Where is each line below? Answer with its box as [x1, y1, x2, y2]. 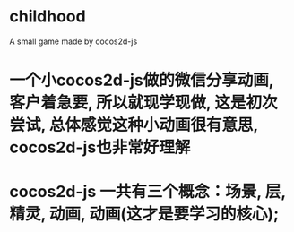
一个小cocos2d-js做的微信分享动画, [9, 70, 274, 90]
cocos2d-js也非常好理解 [9, 137, 191, 158]
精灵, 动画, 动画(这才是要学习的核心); [9, 204, 280, 225]
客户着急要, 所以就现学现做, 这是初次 [9, 92, 278, 113]
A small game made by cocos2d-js [9, 36, 138, 47]
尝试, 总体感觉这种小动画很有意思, [9, 115, 258, 135]
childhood [9, 6, 87, 27]
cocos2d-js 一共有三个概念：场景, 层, [9, 182, 286, 202]
